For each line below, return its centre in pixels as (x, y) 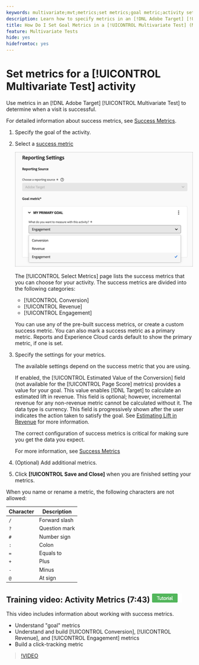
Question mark (57, 529)
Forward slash (57, 520)
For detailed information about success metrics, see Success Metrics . (91, 120)
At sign (48, 578)
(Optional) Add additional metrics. (56, 463)
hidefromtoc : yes (28, 44)
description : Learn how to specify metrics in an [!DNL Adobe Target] (95, 19)
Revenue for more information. (52, 422)
